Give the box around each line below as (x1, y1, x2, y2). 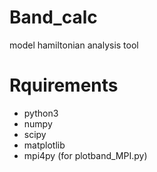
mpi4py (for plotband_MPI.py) (23, 149, 148, 161)
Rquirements (9, 74, 119, 97)
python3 (23, 107, 59, 119)
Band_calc (9, 6, 98, 29)
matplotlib (23, 139, 66, 151)
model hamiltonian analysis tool (9, 39, 139, 51)
